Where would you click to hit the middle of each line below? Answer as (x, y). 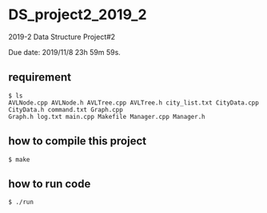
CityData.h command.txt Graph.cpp (66, 109)
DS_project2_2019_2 (78, 15)
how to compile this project (77, 141)
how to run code (50, 184)
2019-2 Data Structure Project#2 (62, 37)
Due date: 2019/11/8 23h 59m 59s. (65, 52)
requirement (40, 77)
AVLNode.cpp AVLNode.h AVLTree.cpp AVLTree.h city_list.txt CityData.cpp (134, 103)
